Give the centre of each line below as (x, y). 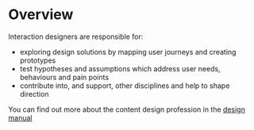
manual (20, 117)
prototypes (38, 60)
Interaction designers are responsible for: (76, 36)
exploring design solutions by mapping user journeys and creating (128, 52)
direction (34, 94)
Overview (41, 15)
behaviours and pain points (64, 77)
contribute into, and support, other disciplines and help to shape (125, 86)
